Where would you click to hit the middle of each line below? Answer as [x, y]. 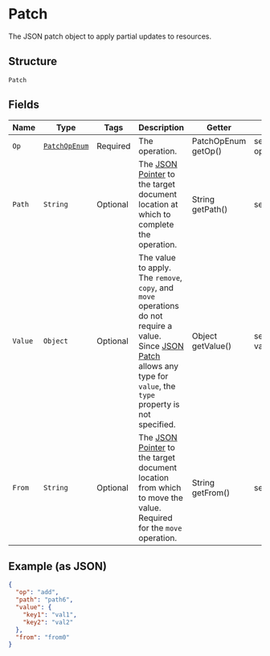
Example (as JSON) [57, 566]
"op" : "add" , [37, 592]
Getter [219, 127]
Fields [24, 105]
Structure [33, 61]
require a [155, 326]
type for [153, 376]
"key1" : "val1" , [50, 615]
